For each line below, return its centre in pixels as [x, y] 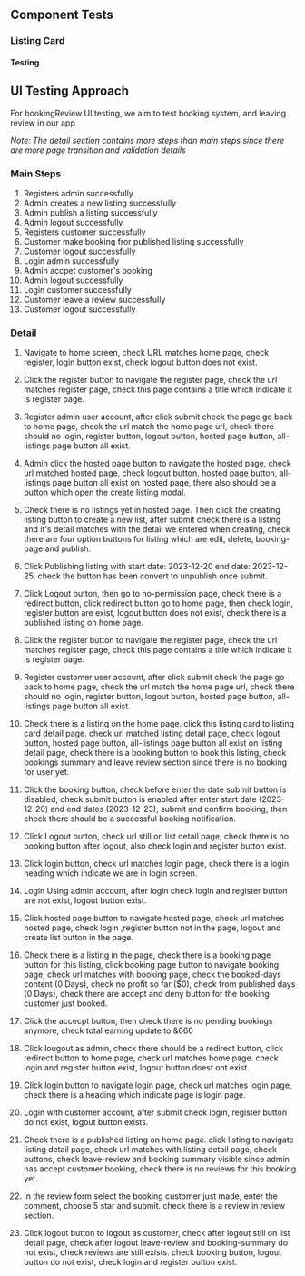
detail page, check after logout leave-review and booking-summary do [156, 1243]
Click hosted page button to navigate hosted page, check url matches [154, 919]
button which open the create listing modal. [105, 492]
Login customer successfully [78, 290]
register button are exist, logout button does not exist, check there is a [155, 613]
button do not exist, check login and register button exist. [130, 1262]
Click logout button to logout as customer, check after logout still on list [157, 1233]
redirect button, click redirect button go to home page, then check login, [158, 603]
